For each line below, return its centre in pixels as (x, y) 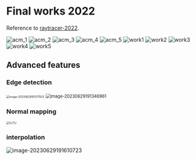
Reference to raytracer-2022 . (43, 28)
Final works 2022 (51, 11)
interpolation (26, 137)
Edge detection (29, 82)
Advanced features (43, 65)
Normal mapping (31, 112)
